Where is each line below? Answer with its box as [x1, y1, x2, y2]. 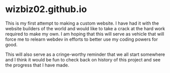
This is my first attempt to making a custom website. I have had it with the [5, 20, 159, 26]
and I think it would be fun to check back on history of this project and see [5, 56, 161, 62]
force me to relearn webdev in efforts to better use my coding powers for [5, 36, 158, 42]
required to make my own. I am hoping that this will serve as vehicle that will [5, 31, 164, 37]
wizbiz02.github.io [5, 4, 87, 15]
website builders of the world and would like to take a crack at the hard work [5, 25, 165, 31]
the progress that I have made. [5, 62, 70, 68]
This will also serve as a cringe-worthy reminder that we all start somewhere [5, 51, 165, 57]
